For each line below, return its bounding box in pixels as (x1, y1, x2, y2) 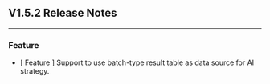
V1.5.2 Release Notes (8, 6, 117, 20)
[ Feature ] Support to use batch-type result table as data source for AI (19, 58, 255, 67)
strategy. (19, 66, 50, 76)
